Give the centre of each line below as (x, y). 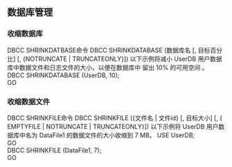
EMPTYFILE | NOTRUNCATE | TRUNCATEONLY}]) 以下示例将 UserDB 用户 (113, 126)
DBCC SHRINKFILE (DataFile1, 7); (54, 150)
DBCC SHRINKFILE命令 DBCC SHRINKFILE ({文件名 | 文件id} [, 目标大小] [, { (115, 118)
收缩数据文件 (29, 101)
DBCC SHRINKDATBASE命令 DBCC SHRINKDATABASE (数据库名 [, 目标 (109, 50)
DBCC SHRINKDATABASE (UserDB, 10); (63, 75)
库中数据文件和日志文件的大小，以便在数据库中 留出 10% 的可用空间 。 (108, 67)
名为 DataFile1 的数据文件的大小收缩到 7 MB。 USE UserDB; (110, 135)
